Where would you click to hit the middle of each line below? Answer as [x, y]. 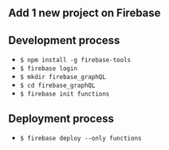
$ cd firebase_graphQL [57, 86]
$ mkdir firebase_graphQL [63, 77]
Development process [64, 40]
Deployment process [61, 118]
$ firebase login [49, 69]
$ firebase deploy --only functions [81, 139]
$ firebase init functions [65, 94]
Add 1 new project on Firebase [84, 13]
